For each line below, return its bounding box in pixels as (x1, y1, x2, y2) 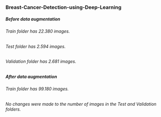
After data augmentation (5, 74, 57, 79)
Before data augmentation (5, 16, 60, 22)
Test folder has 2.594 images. (5, 43, 66, 49)
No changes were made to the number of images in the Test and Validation (5, 101, 157, 107)
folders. (5, 106, 21, 112)
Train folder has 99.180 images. (5, 86, 69, 92)
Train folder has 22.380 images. (5, 28, 70, 34)
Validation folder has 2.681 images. (5, 58, 77, 64)
